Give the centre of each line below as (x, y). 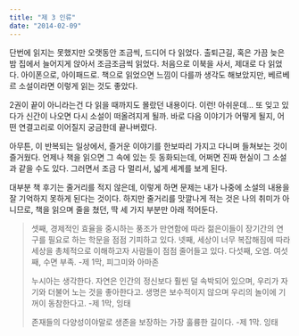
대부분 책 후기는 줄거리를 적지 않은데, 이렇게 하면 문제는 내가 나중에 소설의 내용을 (149, 187)
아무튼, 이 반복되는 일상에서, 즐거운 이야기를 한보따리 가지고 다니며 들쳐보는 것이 (149, 146)
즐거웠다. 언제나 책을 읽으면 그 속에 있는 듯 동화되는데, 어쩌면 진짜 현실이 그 (140, 157)
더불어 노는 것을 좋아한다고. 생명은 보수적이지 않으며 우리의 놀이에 (162, 291)
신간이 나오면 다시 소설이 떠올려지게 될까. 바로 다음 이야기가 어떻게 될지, (150, 116)
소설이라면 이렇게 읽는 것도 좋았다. (78, 86)
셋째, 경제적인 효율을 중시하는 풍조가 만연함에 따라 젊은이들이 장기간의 (153, 228)
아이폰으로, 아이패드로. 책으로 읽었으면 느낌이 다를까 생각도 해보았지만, (143, 74)
